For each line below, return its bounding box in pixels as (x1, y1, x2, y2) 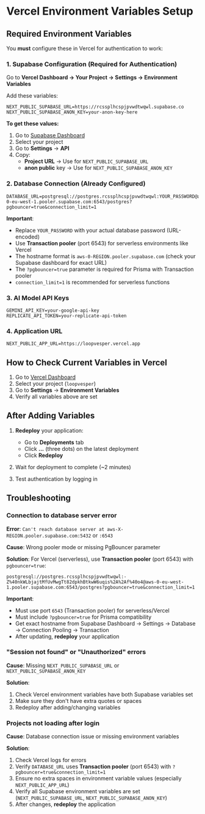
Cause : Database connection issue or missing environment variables (6, 733, 179, 740)
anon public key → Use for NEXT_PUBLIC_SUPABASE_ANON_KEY (24, 164, 173, 171)
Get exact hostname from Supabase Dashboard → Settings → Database (15, 619, 196, 627)
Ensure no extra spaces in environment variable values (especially (15, 775, 182, 782)
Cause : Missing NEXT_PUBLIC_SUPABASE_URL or (6, 661, 120, 669)
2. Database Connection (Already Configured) (6, 179, 146, 188)
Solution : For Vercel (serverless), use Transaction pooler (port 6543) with (6, 555, 193, 563)
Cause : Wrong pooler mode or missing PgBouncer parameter (6, 543, 160, 550)
